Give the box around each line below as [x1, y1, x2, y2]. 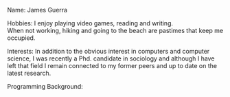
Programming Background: [7, 83, 84, 90]
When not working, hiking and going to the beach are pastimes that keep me [7, 27, 224, 34]
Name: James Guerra [7, 6, 67, 14]
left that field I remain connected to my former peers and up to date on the [7, 62, 218, 69]
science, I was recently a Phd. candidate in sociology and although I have [7, 54, 215, 63]
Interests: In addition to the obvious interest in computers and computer [7, 47, 210, 55]
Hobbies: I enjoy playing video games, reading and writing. [7, 19, 174, 27]
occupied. [7, 34, 36, 42]
